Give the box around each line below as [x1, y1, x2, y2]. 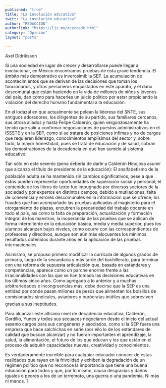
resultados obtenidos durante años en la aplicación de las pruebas [5, 236, 141, 242]
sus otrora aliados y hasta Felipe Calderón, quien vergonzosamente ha [5, 119, 149, 125]
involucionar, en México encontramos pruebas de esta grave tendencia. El [5, 67, 157, 73]
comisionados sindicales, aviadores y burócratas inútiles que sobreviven [5, 293, 154, 300]
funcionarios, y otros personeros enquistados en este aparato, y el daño [5, 83, 153, 89]
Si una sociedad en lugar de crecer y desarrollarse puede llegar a [5, 62, 139, 68]
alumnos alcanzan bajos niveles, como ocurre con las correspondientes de [5, 226, 159, 232]
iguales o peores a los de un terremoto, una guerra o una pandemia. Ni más [5, 373, 160, 379]
